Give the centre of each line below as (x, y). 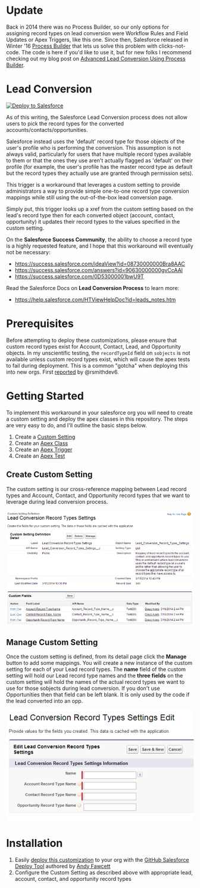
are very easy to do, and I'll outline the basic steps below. (76, 425)
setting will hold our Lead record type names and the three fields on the (95, 676)
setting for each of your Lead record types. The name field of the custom (96, 670)
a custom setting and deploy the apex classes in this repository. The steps (97, 419)
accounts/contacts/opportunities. (47, 129)
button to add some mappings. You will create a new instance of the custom (99, 663)
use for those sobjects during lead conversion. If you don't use (83, 688)
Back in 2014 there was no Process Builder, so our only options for (88, 27)
